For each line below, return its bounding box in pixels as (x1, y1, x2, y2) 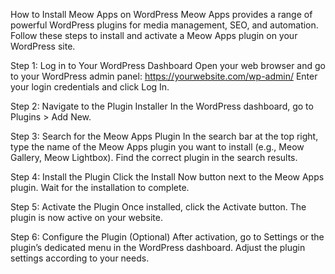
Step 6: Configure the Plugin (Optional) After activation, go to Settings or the (10, 231, 325, 243)
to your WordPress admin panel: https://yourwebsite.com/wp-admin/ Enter (10, 70, 318, 82)
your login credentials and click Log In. (10, 81, 170, 93)
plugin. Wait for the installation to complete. (10, 182, 190, 193)
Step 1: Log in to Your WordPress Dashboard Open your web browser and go (10, 60, 326, 71)
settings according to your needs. (10, 252, 150, 264)
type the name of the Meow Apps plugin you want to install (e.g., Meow (10, 141, 305, 153)
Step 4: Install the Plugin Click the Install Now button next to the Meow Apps (10, 171, 325, 183)
